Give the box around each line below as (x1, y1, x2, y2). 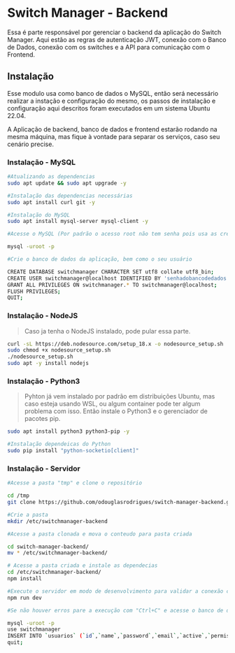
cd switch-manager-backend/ (7, 543, 90, 550)
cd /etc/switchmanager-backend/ (7, 568, 101, 576)
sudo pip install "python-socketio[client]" (7, 447, 139, 454)
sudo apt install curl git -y (7, 199, 96, 206)
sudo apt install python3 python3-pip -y (7, 428, 130, 435)
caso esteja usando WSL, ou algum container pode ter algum (24, 400, 201, 408)
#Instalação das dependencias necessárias (7, 192, 133, 199)
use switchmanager (7, 626, 61, 633)
